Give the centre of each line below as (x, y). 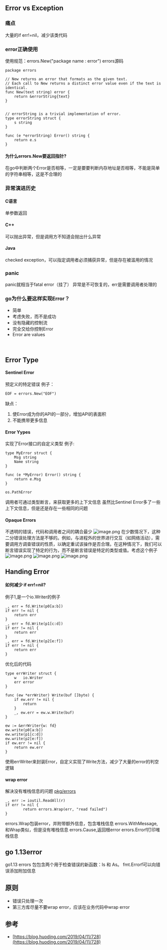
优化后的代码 (18, 664)
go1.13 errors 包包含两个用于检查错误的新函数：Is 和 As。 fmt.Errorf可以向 (81, 864)
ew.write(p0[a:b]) (24, 730)
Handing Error (27, 571)
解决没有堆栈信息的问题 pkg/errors (41, 791)
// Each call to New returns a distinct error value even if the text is (83, 83)
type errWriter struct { (31, 673)
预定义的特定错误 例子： (30, 384)
